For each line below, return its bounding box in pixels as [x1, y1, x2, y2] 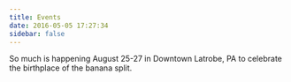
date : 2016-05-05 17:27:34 [9, 21, 109, 30]
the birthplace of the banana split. [9, 63, 133, 73]
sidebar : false [9, 29, 65, 38]
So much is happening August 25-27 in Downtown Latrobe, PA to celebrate [9, 54, 283, 64]
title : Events [9, 12, 62, 22]
